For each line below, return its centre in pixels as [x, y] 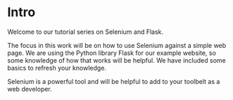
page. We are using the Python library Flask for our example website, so [112, 53]
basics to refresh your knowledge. [57, 68]
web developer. [30, 89]
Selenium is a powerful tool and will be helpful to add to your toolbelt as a [114, 81]
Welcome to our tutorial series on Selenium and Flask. [86, 32]
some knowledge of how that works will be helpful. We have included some [117, 60]
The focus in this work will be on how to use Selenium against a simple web [117, 45]
